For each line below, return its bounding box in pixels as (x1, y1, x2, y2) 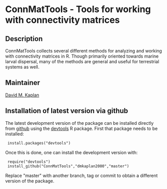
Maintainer (5, 78, 40, 87)
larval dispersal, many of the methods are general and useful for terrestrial (5, 59, 159, 64)
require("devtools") (7, 159, 51, 164)
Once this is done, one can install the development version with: (5, 149, 138, 155)
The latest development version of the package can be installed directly (5, 120, 154, 126)
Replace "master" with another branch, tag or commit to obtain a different (5, 172, 158, 178)
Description (5, 34, 43, 43)
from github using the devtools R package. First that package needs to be (5, 125, 158, 131)
